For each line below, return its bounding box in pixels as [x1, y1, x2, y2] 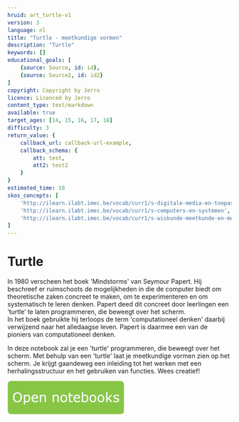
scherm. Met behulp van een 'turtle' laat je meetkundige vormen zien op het [7, 351, 230, 360]
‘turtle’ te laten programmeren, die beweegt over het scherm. [7, 307, 186, 316]
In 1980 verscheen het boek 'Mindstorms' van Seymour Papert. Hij [7, 277, 202, 286]
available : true [7, 109, 55, 117]
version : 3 [7, 19, 40, 26]
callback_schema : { [20, 147, 78, 154]
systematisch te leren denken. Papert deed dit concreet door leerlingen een [7, 300, 229, 309]
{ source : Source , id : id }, [20, 64, 100, 71]
